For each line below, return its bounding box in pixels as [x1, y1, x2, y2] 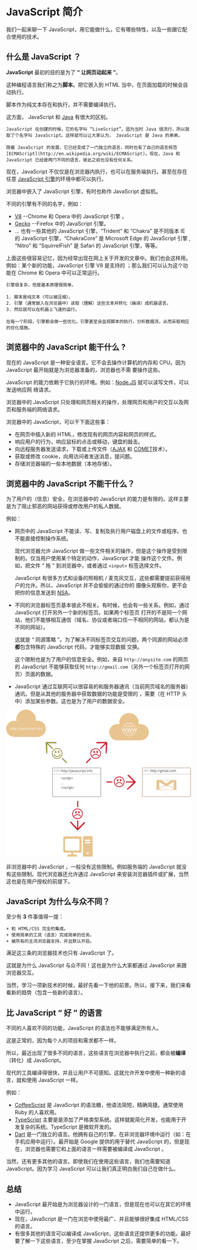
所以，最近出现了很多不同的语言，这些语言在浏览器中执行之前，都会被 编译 [6, 1049, 186, 1057]
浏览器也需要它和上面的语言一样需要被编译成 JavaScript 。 [25, 1146, 167, 1153]
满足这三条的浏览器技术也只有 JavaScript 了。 [6, 949, 117, 956]
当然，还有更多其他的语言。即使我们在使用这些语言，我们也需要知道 [6, 1158, 171, 1165]
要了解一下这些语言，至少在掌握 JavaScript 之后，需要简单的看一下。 [14, 1238, 182, 1245]
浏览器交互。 [6, 969, 37, 976]
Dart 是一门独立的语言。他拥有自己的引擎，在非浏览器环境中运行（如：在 [14, 1131, 191, 1138]
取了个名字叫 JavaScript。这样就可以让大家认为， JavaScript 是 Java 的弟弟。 [6, 133, 183, 138]
